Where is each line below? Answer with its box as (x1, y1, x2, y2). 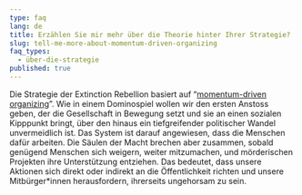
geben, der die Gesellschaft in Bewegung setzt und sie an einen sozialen (9, 108, 282, 119)
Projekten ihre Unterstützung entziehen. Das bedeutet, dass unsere (9, 156, 262, 167)
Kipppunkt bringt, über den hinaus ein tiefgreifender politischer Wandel (9, 117, 276, 128)
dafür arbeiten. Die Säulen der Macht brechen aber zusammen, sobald (9, 137, 274, 148)
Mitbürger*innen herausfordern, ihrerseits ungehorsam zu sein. (9, 175, 247, 186)
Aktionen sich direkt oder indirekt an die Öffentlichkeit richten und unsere (9, 165, 285, 177)
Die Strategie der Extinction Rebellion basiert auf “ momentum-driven (9, 88, 267, 100)
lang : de (9, 22, 43, 31)
